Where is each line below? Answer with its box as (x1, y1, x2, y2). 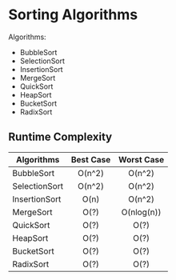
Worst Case (118, 154, 165, 165)
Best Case (70, 154, 111, 165)
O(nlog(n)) (121, 206, 162, 218)
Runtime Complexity (8, 130, 113, 144)
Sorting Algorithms (8, 6, 138, 24)
